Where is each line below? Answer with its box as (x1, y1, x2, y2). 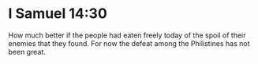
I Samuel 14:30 (8, 5, 108, 23)
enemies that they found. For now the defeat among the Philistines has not (8, 38, 250, 48)
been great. (8, 47, 46, 56)
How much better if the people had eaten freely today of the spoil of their (8, 30, 246, 40)
